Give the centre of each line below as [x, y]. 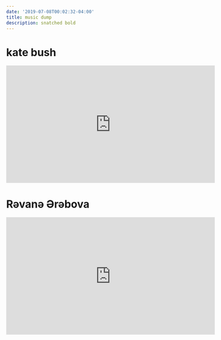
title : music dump [29, 17]
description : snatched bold [41, 23]
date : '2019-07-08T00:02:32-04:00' [50, 12]
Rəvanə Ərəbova [48, 204]
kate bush [31, 52]
